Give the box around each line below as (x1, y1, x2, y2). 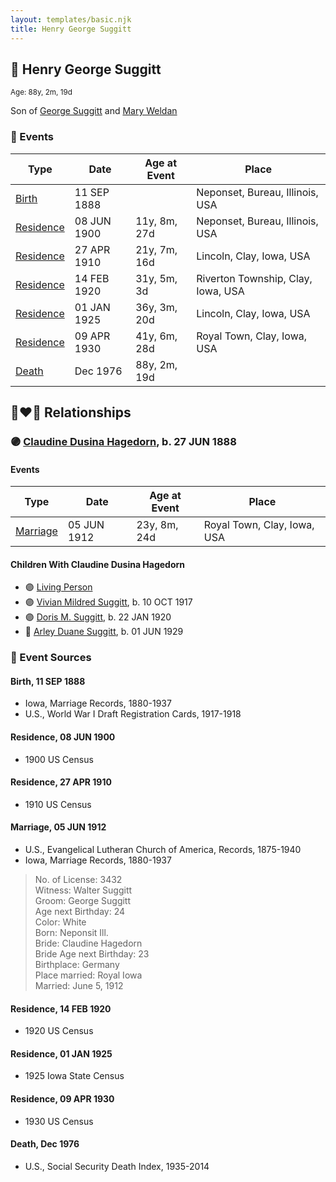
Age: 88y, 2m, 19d (10, 87, 73, 98)
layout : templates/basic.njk (10, 14, 132, 25)
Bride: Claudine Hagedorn (34, 937, 143, 950)
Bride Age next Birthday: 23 (34, 948, 150, 960)
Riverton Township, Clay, (196, 271, 313, 285)
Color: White (34, 916, 87, 928)
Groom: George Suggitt (34, 895, 132, 907)
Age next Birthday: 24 (34, 906, 126, 918)
